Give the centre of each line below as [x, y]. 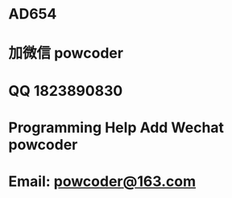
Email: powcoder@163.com [102, 181]
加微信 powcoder [66, 54]
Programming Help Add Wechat [116, 128]
